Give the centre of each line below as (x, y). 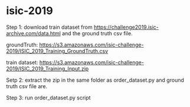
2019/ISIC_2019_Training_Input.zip (47, 68)
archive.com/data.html (33, 33)
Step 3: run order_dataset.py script (48, 98)
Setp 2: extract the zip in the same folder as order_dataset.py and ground (95, 80)
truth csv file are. (27, 86)
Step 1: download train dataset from (49, 27)
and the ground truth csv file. (97, 33)
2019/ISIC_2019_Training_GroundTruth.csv (57, 51)
